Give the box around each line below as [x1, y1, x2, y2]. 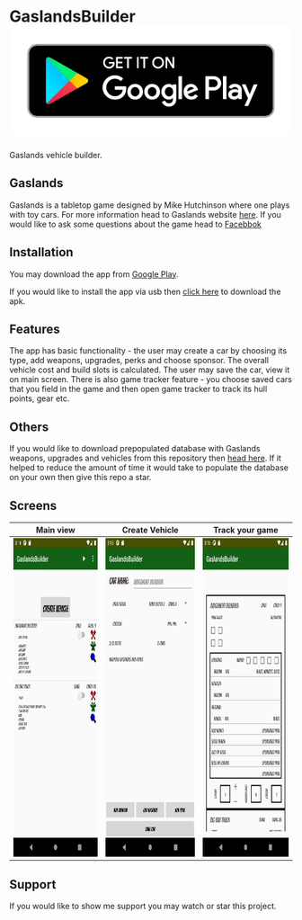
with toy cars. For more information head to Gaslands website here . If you [9, 209, 281, 219]
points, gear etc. [9, 393, 70, 404]
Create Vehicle [121, 524, 179, 535]
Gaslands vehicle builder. [9, 149, 102, 160]
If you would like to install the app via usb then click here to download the [9, 286, 281, 297]
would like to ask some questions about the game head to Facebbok [9, 219, 262, 229]
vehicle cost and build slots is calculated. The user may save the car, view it [9, 364, 290, 375]
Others [9, 419, 49, 434]
